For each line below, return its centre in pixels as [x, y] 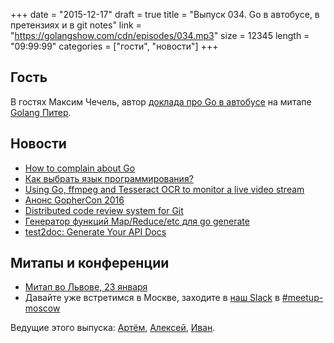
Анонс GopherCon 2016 [74, 200]
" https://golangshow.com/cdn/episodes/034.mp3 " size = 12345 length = [160, 35]
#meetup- [302, 298]
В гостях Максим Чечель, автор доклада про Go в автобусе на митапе [161, 101]
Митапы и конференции [90, 263]
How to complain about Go [80, 168]
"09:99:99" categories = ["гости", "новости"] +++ [114, 46]
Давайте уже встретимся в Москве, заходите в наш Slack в [152, 298]
